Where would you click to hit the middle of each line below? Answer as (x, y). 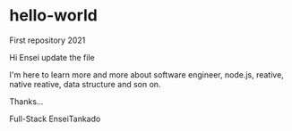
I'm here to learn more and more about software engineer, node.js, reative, (146, 74)
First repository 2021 (47, 40)
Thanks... (26, 101)
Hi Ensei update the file (52, 57)
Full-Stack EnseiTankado (55, 119)
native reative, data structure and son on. (85, 84)
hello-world (54, 16)
